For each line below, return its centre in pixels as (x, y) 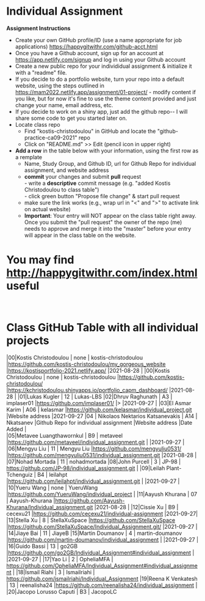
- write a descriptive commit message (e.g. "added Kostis (97, 183)
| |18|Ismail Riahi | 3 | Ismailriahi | (54, 572)
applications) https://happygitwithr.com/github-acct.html (86, 47)
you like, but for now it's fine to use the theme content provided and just (106, 99)
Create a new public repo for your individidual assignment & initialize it (103, 66)
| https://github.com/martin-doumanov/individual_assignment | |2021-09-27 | (103, 539)
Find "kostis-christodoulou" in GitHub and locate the (90, 131)
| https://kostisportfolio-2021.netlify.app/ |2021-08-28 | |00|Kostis (88, 370)
